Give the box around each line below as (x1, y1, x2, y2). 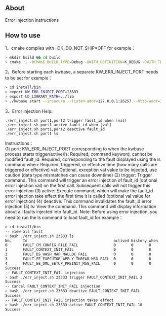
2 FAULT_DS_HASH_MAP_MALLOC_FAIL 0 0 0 (5, 252, 152, 257)
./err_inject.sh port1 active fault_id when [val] (5, 122, 112, 127)
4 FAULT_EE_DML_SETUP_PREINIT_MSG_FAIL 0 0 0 (5, 261, 152, 266)
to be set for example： (5, 75, 53, 81)
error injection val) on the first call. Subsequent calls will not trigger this (5, 182, 151, 188)
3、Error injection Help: (5, 108, 53, 114)
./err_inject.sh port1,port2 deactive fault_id (5, 127, 105, 132)
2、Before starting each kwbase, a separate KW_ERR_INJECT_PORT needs (5, 69, 159, 75)
